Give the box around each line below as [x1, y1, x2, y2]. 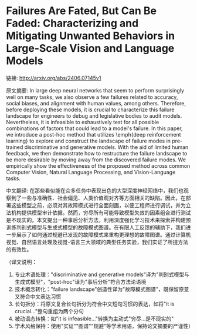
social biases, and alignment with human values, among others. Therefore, [6, 99, 186, 107]
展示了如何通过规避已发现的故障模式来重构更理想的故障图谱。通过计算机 [16, 231, 191, 238]
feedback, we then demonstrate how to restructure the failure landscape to [6, 150, 188, 157]
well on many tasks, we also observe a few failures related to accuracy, [6, 93, 178, 101]
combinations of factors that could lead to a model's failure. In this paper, [6, 125, 183, 132]
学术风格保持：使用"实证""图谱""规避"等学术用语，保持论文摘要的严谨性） [14, 322, 193, 329]
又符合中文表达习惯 [14, 293, 62, 300]
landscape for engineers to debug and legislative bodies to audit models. [6, 112, 182, 119]
